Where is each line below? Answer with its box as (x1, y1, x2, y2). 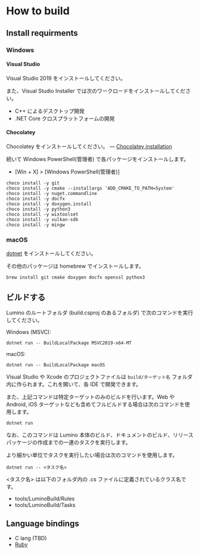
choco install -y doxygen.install (6, 201, 92, 207)
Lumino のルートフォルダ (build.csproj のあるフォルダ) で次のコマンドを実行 (6, 309, 194, 317)
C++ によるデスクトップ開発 (14, 107, 85, 114)
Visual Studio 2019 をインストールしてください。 (6, 75, 126, 82)
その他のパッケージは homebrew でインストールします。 (6, 262, 144, 270)
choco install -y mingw (6, 222, 66, 228)
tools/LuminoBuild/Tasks (14, 502, 76, 509)
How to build (6, 4, 70, 18)
